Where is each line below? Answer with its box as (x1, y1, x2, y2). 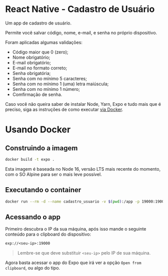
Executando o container (5, 186, 81, 194)
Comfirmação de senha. (12, 91, 62, 97)
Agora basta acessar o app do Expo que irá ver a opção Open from (5, 260, 141, 266)
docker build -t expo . (5, 157, 55, 162)
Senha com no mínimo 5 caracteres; (12, 75, 87, 81)
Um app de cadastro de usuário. (5, 20, 71, 26)
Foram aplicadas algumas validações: (5, 39, 82, 45)
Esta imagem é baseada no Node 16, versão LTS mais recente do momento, (5, 166, 161, 172)
